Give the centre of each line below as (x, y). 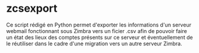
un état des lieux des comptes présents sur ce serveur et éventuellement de (99, 37)
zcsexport (32, 9)
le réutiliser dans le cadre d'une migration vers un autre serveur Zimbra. (94, 44)
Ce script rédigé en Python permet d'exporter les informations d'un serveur (99, 25)
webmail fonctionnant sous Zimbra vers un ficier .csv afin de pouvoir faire (97, 31)
